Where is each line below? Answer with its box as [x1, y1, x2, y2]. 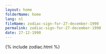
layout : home [5, 7, 32, 12]
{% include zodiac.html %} [5, 44, 60, 50]
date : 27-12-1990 [5, 30, 41, 35]
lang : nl [5, 16, 23, 21]
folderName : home [5, 12, 41, 17]
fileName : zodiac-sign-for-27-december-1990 [5, 21, 99, 26]
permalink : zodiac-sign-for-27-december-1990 [5, 26, 101, 31]
